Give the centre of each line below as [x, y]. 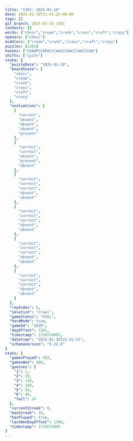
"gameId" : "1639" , [29, 326]
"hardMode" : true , [29, 321]
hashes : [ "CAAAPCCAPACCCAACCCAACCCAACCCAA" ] [51, 51]
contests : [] [18, 28]
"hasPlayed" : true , [30, 417]
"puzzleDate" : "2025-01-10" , [39, 65]
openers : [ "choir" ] [25, 37]
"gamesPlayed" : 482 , [31, 358]
